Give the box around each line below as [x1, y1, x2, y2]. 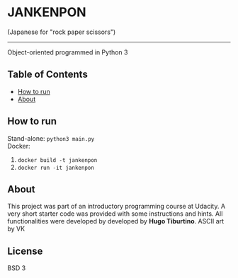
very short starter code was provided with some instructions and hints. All [7, 209, 223, 218]
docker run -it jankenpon [17, 164, 94, 171]
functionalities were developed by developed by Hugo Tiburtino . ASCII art [7, 217, 225, 226]
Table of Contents [7, 69, 89, 81]
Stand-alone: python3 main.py [7, 134, 95, 142]
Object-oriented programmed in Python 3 [7, 47, 128, 57]
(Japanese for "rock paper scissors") [7, 28, 116, 36]
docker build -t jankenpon [17, 156, 98, 163]
